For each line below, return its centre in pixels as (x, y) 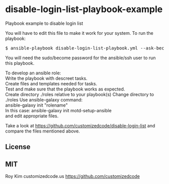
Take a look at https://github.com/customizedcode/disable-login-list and (80, 125)
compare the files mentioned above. (43, 131)
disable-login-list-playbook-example (84, 9)
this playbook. (20, 63)
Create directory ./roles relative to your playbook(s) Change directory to (80, 94)
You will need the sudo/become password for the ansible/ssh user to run (80, 58)
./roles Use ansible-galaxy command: (44, 100)
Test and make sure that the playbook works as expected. (65, 89)
